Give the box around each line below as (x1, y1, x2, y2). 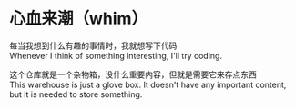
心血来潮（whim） (9, 8, 148, 29)
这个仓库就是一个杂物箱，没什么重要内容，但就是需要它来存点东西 (9, 69, 257, 80)
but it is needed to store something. (9, 88, 143, 100)
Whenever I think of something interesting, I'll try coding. (9, 50, 223, 61)
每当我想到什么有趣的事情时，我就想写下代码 (9, 40, 178, 51)
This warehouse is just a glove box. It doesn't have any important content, (9, 79, 287, 90)
